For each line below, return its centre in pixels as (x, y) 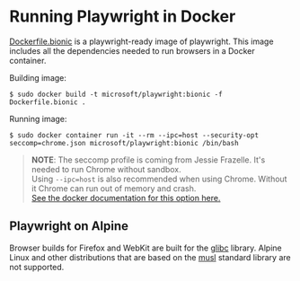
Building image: (38, 77)
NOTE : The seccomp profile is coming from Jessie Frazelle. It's (148, 160)
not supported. (37, 267)
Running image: (38, 119)
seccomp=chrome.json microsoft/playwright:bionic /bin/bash (124, 143)
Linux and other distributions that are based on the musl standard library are (150, 257)
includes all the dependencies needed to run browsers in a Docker (132, 50)
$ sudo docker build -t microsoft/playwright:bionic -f (116, 94)
